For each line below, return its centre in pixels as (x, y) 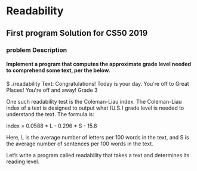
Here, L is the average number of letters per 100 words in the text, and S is (98, 137)
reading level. (23, 161)
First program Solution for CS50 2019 (77, 33)
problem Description (37, 50)
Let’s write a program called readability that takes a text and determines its (98, 155)
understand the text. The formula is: (50, 114)
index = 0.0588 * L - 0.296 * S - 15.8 (52, 126)
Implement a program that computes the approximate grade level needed (99, 64)
